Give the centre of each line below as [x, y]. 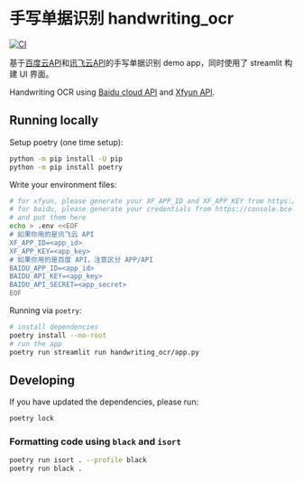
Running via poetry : [46, 311]
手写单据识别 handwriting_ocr [122, 19]
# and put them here [48, 218]
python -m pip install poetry [66, 167]
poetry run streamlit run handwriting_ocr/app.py [105, 352]
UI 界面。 [37, 74]
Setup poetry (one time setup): [66, 142]
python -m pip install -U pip [66, 159]
